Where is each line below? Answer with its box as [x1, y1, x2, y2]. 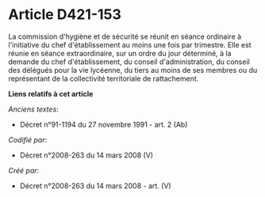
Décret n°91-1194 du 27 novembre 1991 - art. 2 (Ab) [19, 119, 188, 129]
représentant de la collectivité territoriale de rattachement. [8, 74, 199, 83]
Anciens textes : [8, 104, 60, 114]
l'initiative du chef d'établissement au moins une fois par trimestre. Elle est [8, 40, 252, 49]
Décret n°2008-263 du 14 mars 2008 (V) [19, 150, 153, 160]
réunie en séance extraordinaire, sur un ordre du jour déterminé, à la [8, 48, 232, 58]
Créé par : [8, 165, 40, 175]
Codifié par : [8, 134, 48, 144]
